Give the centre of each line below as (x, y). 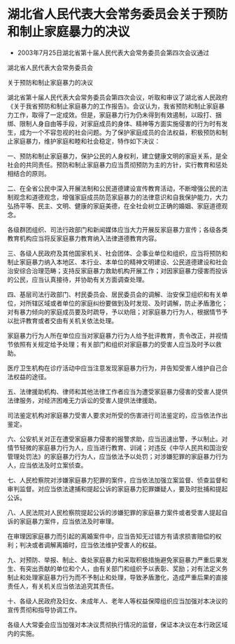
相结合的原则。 (29, 173)
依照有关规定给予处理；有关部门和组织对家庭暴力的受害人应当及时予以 (114, 344)
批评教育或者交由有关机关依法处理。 (65, 320)
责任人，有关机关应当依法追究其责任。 (62, 586)
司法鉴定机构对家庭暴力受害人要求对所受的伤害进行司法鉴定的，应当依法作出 (117, 415)
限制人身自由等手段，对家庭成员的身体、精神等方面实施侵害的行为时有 (120, 123)
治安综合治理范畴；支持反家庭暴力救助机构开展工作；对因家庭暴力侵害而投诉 (117, 270)
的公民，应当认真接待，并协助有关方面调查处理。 (78, 279)
